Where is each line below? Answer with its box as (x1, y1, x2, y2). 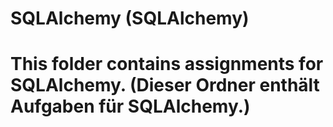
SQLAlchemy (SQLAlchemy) (10, 7, 250, 30)
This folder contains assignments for (10, 53, 324, 76)
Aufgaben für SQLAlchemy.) (10, 95, 251, 118)
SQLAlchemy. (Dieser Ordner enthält (10, 74, 320, 97)
